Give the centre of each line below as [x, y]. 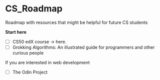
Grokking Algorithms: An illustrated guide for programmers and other [84, 47]
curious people [28, 53]
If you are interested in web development [48, 63]
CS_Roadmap [34, 9]
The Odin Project [30, 72]
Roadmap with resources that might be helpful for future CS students [76, 22]
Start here [16, 32]
